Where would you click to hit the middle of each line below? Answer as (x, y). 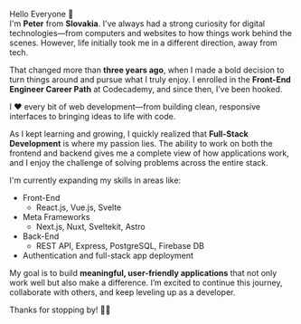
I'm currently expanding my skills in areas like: (95, 180)
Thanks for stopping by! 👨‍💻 (60, 310)
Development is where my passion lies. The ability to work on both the (141, 143)
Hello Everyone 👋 (42, 14)
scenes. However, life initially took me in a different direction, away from (143, 43)
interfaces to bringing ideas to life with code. (93, 116)
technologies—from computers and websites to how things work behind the (150, 33)
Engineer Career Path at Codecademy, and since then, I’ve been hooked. (146, 89)
